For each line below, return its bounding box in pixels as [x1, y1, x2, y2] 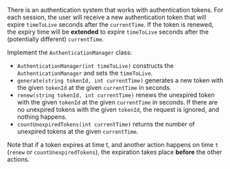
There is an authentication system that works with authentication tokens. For [7, 6, 224, 14]
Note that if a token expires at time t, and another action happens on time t [7, 141, 218, 148]
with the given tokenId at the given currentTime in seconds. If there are [16, 98, 218, 106]
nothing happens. [16, 113, 67, 121]
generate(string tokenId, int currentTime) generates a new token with [16, 76, 224, 84]
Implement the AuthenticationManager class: [7, 48, 133, 56]
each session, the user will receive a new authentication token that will [7, 13, 207, 21]
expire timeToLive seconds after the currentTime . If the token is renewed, [7, 21, 214, 28]
